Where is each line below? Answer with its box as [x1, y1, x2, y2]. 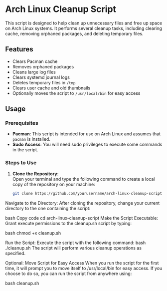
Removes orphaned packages [12, 63, 74, 69]
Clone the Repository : [12, 171, 59, 177]
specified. [5, 250, 26, 256]
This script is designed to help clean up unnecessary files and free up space [5, 20, 163, 26]
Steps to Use [5, 159, 37, 166]
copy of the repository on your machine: [12, 181, 96, 187]
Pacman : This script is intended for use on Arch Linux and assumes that [12, 131, 161, 137]
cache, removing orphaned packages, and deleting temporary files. [5, 30, 144, 36]
